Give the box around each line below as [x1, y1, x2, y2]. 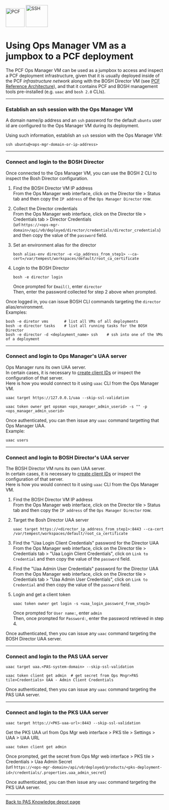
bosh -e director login [13, 275, 63, 280]
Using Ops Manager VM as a [6, 40, 126, 51]
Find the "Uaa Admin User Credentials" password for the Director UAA [13, 566, 158, 572]
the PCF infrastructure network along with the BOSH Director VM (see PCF [6, 78, 160, 84]
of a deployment [6, 336, 40, 341]
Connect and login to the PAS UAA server [6, 653, 108, 660]
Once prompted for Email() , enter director [13, 283, 102, 289]
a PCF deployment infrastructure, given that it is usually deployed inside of [6, 72, 160, 78]
